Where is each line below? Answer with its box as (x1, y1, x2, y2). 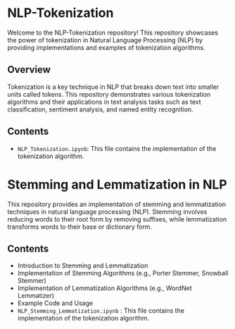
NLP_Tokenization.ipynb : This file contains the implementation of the (17, 144, 217, 152)
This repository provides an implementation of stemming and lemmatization (7, 200, 227, 208)
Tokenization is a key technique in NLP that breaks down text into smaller (7, 83, 220, 91)
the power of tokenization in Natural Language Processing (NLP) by (7, 35, 203, 44)
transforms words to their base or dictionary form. (7, 222, 153, 231)
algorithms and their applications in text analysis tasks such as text (7, 97, 202, 106)
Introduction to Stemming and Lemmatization (17, 261, 148, 270)
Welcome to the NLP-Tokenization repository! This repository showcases (7, 28, 219, 37)
